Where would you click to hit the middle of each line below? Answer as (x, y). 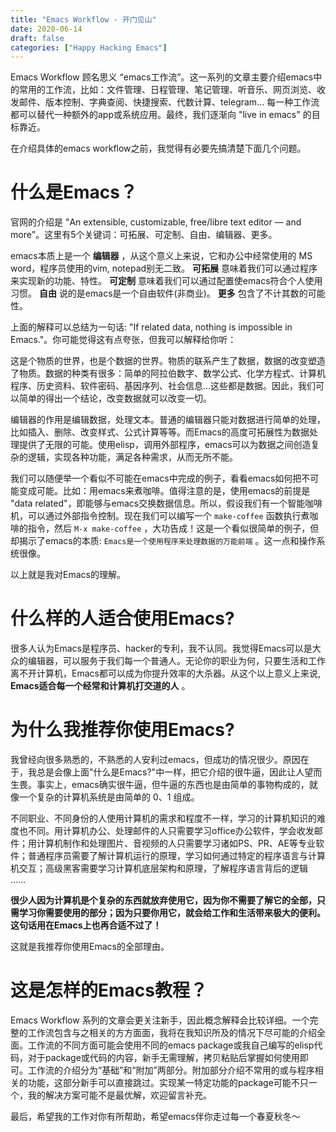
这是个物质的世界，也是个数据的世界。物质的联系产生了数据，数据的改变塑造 (168, 361)
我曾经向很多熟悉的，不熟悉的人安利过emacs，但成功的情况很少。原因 (155, 760)
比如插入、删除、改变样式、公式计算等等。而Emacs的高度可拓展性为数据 (160, 432)
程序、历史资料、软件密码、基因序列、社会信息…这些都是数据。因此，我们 (163, 386)
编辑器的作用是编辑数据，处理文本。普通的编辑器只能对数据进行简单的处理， (168, 420)
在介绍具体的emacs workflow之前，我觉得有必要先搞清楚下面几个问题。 (158, 148)
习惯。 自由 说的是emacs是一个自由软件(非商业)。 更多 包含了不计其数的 (159, 293)
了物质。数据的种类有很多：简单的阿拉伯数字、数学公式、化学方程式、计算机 (168, 373)
